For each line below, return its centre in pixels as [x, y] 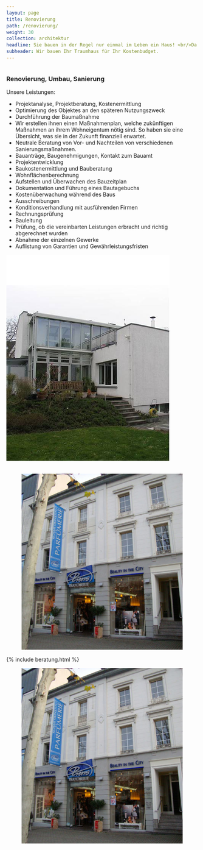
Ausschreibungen [37, 201]
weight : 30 [20, 32]
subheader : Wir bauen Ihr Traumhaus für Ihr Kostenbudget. [83, 52]
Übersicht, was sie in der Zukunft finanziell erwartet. [81, 136]
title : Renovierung [31, 19]
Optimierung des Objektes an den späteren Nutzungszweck [90, 110]
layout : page [23, 13]
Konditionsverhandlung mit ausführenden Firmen [76, 208]
